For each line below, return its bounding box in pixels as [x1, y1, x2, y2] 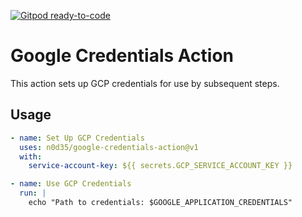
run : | [19, 188, 47, 199]
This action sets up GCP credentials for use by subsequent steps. [10, 77, 280, 89]
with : [19, 151, 43, 162]
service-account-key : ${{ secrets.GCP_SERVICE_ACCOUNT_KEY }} [28, 161, 293, 171]
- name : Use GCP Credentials [10, 179, 132, 189]
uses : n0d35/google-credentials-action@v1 [19, 142, 199, 152]
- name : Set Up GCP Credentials [10, 133, 145, 143]
